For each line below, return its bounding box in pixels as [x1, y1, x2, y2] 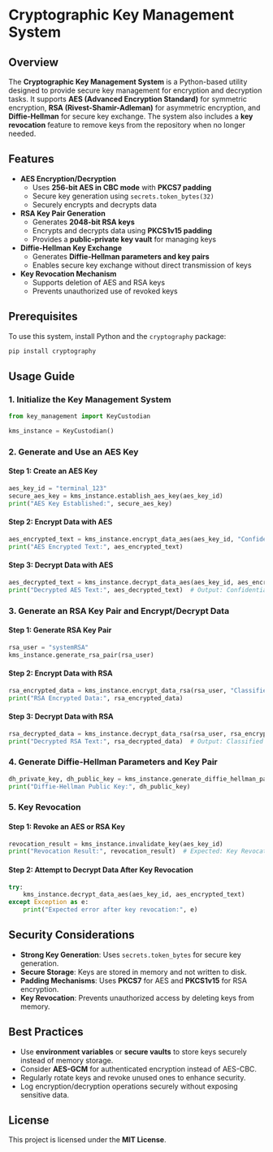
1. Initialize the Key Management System [8, 393, 172, 405]
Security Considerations [8, 928, 136, 942]
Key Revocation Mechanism [19, 268, 117, 278]
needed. [8, 128, 37, 138]
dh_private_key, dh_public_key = [8, 775, 122, 783]
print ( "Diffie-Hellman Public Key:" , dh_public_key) [8, 782, 191, 790]
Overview [8, 55, 59, 69]
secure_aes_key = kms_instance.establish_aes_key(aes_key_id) [8, 492, 223, 500]
